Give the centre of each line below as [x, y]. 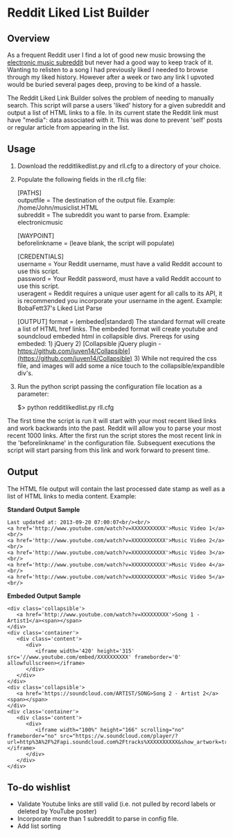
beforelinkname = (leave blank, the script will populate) [96, 243]
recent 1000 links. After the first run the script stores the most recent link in [114, 435]
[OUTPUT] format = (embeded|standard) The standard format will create [121, 321]
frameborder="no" [32, 736]
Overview [29, 38]
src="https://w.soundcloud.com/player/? [119, 736]
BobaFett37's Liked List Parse [60, 308]
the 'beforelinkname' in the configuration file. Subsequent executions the [111, 442]
